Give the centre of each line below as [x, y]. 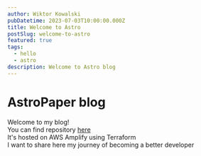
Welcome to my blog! [38, 122]
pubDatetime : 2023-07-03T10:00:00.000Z [66, 21]
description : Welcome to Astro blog [61, 67]
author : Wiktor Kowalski [44, 14]
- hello [25, 54]
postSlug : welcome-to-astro [49, 34]
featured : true [30, 41]
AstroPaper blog [56, 102]
